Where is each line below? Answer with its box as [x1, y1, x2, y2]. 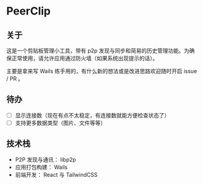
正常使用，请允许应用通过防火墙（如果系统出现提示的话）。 [11, 54, 158, 62]
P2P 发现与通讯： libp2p [15, 156, 77, 163]
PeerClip [6, 4, 51, 18]
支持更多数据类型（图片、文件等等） [15, 119, 106, 126]
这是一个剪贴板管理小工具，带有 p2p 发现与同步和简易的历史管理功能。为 [6, 47, 190, 54]
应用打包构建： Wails [15, 163, 68, 171]
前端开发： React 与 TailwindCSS [15, 171, 98, 178]
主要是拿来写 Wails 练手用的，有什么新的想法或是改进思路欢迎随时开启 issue [6, 68, 198, 74]
